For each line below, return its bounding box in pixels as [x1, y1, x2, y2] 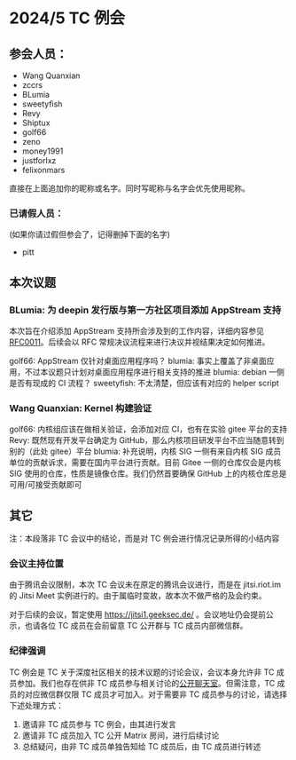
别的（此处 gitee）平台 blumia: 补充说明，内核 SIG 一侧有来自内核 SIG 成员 [9, 446, 282, 457]
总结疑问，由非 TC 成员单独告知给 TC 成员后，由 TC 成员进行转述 [21, 740, 261, 751]
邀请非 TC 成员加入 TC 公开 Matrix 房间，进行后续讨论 [21, 730, 220, 740]
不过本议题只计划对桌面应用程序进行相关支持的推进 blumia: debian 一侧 [24, 366, 285, 377]
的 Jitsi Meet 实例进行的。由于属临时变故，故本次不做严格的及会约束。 [9, 590, 267, 601]
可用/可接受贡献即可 [9, 479, 82, 490]
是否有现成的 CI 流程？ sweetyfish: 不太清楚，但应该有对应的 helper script [9, 377, 279, 388]
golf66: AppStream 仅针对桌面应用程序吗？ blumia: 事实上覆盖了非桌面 [9, 355, 268, 366]
